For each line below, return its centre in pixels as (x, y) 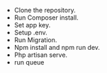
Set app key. (32, 25)
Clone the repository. (45, 10)
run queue (29, 62)
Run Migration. (35, 40)
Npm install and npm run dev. (57, 47)
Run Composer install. (46, 18)
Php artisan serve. (41, 55)
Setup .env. (30, 32)
